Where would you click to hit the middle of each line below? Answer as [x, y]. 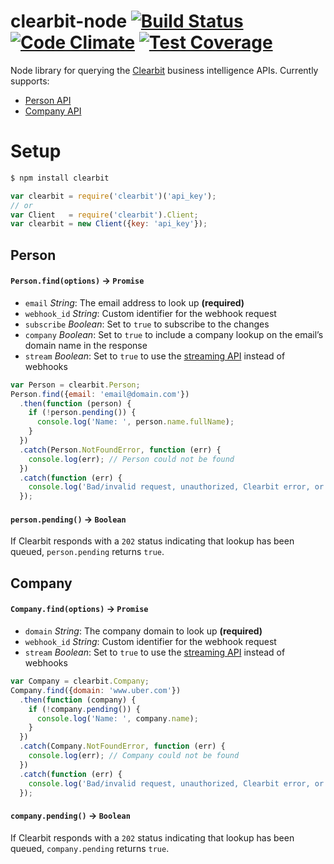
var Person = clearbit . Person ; [75, 385]
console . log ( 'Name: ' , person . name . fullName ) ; [135, 422]
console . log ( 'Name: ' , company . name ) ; [117, 718]
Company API [53, 111]
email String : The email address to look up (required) [134, 302]
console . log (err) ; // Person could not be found [131, 459]
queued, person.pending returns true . [87, 552]
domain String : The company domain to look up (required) [143, 631]
